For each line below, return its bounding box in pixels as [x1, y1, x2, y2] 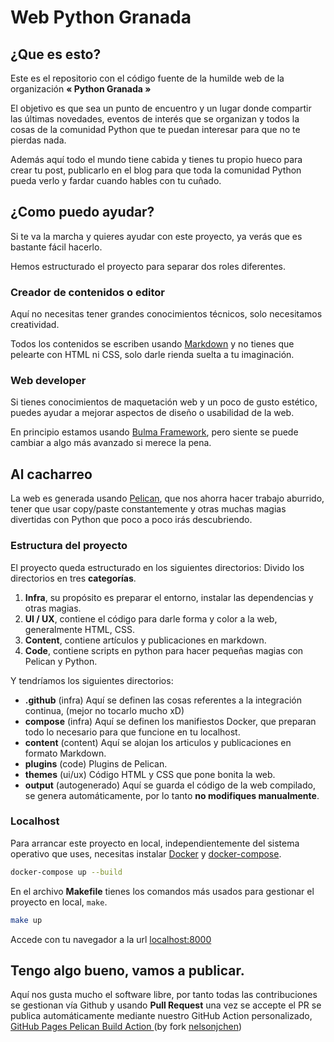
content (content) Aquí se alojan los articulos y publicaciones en [24, 736, 292, 748]
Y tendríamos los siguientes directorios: [10, 674, 174, 686]
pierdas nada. [10, 134, 67, 146]
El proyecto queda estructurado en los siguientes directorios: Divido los [10, 561, 305, 573]
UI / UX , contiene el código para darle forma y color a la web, [24, 612, 278, 625]
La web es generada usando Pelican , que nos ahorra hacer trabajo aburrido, [10, 492, 325, 505]
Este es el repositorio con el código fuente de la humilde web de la [10, 72, 285, 84]
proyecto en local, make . [10, 896, 108, 908]
